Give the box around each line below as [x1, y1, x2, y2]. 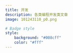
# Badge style [5, 26, 35, 31]
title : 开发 [5, 7, 28, 13]
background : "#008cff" [14, 35, 61, 40]
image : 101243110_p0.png [5, 17, 57, 22]
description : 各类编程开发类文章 [5, 12, 68, 17]
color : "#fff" [14, 40, 43, 45]
